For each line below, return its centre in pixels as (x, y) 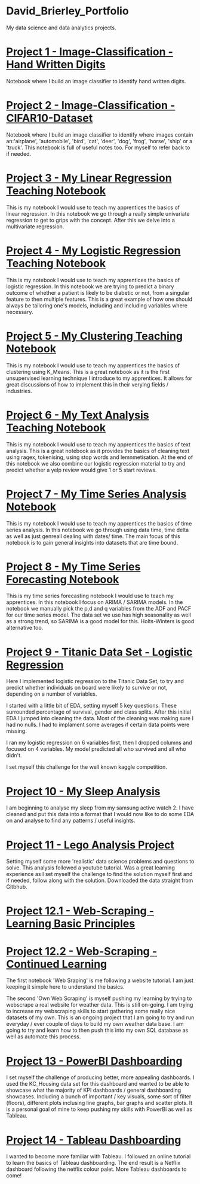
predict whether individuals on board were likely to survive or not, (87, 688)
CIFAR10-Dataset (50, 118)
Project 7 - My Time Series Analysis (96, 494)
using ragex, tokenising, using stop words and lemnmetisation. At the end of (100, 457)
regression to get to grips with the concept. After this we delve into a (90, 220)
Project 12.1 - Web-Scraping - (80, 911)
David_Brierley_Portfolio (68, 11)
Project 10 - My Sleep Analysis (83, 791)
